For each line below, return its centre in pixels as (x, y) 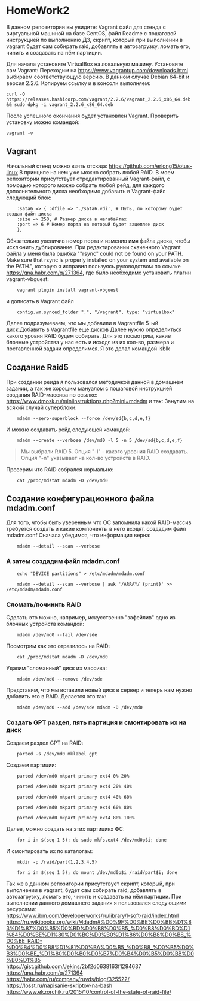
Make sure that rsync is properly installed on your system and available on (98, 260)
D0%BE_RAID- (24, 941)
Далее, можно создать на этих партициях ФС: (65, 829)
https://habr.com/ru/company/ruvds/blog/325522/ (68, 979)
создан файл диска (29, 214)
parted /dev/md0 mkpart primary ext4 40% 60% (75, 797)
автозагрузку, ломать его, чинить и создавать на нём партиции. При (94, 897)
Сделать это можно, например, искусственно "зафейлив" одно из (91, 617)
